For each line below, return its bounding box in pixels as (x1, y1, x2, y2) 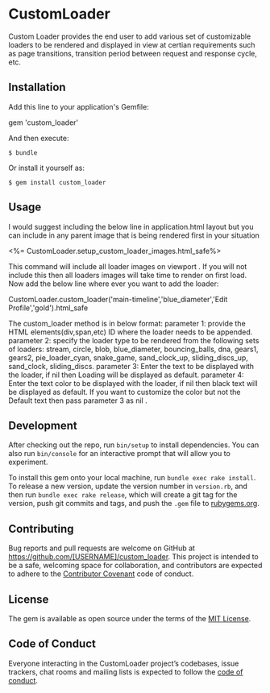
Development (8, 418, 78, 432)
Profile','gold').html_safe (8, 303, 89, 313)
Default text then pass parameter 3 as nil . (8, 396, 147, 405)
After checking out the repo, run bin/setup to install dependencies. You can (8, 440, 260, 450)
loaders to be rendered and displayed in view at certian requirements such (8, 39, 255, 49)
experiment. (8, 457, 48, 467)
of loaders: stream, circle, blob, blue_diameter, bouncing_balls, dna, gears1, (8, 344, 260, 354)
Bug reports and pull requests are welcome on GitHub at (8, 543, 196, 553)
